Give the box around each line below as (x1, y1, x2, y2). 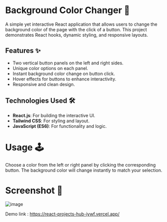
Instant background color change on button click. (12, 70, 115, 77)
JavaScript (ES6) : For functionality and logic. (12, 123, 107, 129)
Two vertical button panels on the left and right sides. (12, 60, 124, 66)
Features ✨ (5, 46, 41, 55)
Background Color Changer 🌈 (5, 5, 130, 16)
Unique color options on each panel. (12, 65, 88, 71)
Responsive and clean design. (12, 81, 75, 87)
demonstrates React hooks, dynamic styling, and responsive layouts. (5, 32, 148, 38)
